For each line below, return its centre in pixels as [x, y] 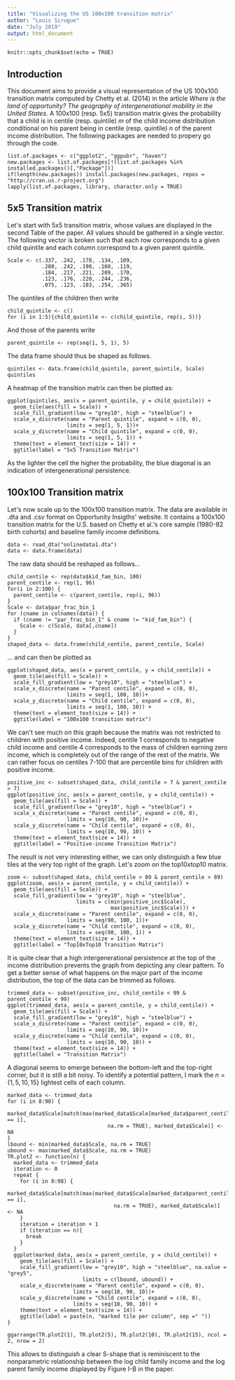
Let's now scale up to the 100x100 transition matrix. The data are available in [117, 509]
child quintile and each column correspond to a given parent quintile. [106, 247]
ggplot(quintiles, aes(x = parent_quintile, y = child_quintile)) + [109, 401]
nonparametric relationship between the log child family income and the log [116, 1361]
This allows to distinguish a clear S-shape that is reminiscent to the [104, 1354]
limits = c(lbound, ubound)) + [128, 1279]
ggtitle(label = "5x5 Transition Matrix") [76, 450]
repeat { [26, 1175]
